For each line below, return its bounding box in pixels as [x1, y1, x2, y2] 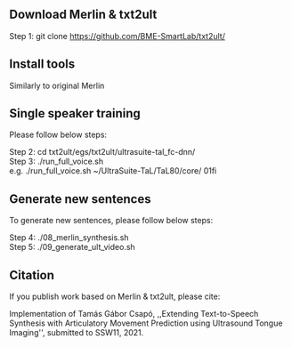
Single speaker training [9, 106, 141, 121]
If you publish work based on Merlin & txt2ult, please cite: [9, 291, 221, 302]
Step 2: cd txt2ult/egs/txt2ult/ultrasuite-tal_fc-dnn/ [9, 147, 196, 157]
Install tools [9, 57, 76, 72]
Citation [9, 267, 55, 283]
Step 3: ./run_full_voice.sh [9, 156, 104, 167]
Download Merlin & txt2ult [9, 7, 158, 22]
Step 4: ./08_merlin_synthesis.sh [9, 232, 129, 243]
